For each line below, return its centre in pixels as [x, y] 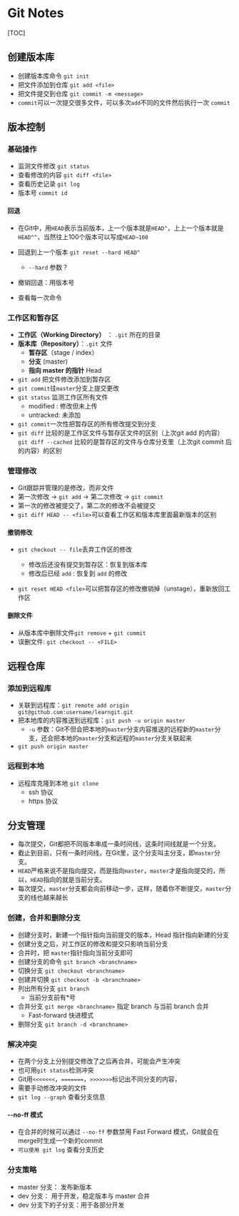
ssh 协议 [41, 792]
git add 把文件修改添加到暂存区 [64, 379]
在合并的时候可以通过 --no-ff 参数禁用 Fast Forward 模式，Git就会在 [118, 1132]
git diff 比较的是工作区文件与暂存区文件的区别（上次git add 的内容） [121, 433]
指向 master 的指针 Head [65, 370]
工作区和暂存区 [33, 318]
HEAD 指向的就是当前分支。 [68, 880]
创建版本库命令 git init [54, 76]
